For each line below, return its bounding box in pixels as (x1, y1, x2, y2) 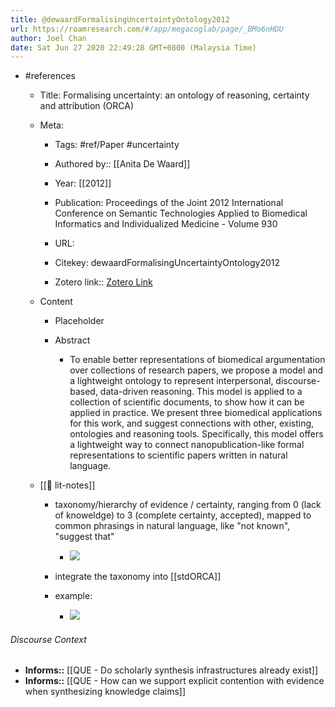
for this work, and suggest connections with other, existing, (69, 417, 315, 430)
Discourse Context (10, 633, 87, 645)
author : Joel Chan (10, 33, 87, 43)
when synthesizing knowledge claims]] (24, 686, 187, 698)
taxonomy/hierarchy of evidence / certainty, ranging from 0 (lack (54, 499, 322, 511)
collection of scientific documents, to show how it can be (69, 396, 305, 408)
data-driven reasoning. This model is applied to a (99, 386, 303, 398)
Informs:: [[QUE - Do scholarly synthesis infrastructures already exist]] (24, 664, 319, 676)
